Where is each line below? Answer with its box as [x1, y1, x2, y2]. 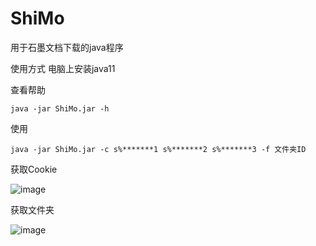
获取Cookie [10, 163, 58, 175]
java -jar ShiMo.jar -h [10, 103, 110, 114]
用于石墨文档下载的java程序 [10, 41, 124, 53]
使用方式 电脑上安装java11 [10, 62, 116, 74]
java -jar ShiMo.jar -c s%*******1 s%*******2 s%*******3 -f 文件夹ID [10, 144, 307, 154]
